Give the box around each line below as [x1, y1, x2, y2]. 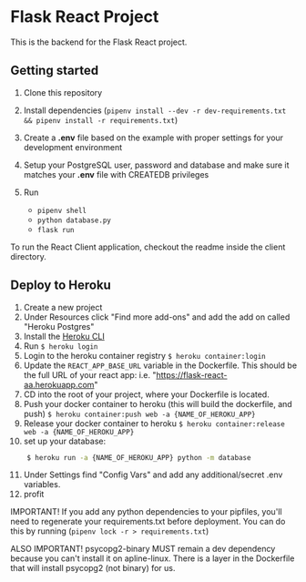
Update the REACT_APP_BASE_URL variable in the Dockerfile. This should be [23, 360, 298, 371]
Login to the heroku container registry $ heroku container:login [23, 350, 267, 361]
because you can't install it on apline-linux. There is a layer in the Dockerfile [10, 553, 295, 564]
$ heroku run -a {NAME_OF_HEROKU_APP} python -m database [26, 453, 251, 462]
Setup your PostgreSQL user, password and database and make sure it [23, 159, 290, 170]
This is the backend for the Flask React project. [10, 36, 188, 47]
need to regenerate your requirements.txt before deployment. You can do [10, 516, 286, 527]
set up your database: [23, 435, 107, 446]
